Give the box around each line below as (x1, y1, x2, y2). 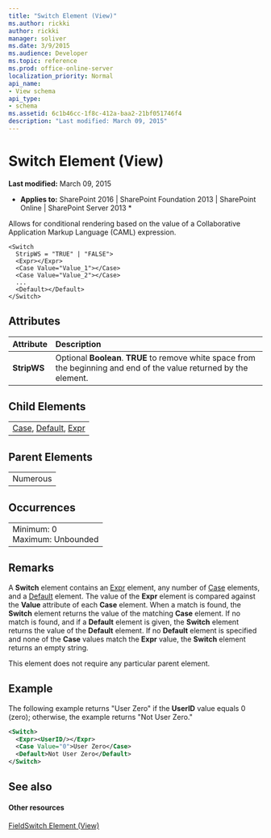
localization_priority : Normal (8, 72, 114, 80)
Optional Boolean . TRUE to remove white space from (55, 352, 256, 363)
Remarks (8, 561, 55, 575)
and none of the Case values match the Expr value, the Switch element (8, 634, 246, 644)
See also (8, 780, 52, 794)
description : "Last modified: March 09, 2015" (8, 117, 168, 125)
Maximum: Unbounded (12, 534, 99, 545)
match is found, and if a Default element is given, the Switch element (8, 616, 240, 627)
